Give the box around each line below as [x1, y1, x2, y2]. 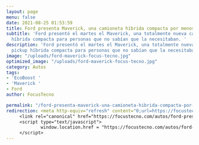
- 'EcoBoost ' [6, 75, 41, 81]
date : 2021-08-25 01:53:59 [6, 20, 73, 26]
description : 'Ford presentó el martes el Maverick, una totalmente [6, 42, 179, 48]
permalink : [6, 102, 33, 108]
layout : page [6, 8, 38, 15]
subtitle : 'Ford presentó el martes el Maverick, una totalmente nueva [6, 31, 187, 37]
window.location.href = [40, 124, 99, 131]
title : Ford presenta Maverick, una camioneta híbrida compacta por [6, 25, 179, 31]
